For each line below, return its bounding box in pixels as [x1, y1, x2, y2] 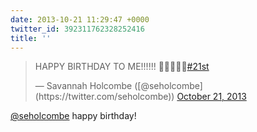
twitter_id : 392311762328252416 [10, 24, 145, 34]
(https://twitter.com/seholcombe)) [34, 91, 175, 103]
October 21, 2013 [176, 91, 247, 103]
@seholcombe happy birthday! [10, 110, 137, 122]
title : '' [10, 33, 52, 43]
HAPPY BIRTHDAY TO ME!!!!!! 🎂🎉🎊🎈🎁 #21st [34, 61, 210, 73]
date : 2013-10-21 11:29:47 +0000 [10, 14, 150, 25]
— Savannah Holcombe [34, 80, 133, 92]
